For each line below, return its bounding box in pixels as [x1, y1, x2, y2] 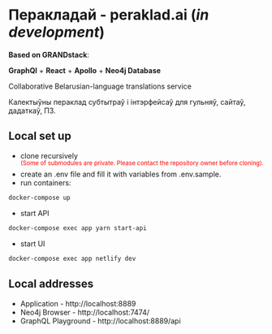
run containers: [19, 178, 71, 188]
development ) [8, 23, 106, 41]
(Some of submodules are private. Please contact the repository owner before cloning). [19, 159, 264, 167]
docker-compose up [8, 193, 71, 202]
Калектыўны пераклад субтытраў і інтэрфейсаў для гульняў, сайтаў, [8, 97, 246, 106]
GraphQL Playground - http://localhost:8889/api [19, 315, 181, 326]
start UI [19, 239, 45, 249]
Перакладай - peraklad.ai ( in [8, 6, 209, 24]
